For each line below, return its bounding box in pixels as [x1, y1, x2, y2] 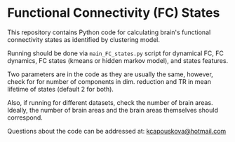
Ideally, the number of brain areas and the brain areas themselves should [7, 106, 219, 114]
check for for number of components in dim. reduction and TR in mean [7, 77, 212, 85]
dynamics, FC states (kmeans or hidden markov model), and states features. [7, 56, 229, 64]
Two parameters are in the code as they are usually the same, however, [7, 70, 214, 78]
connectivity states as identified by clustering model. [7, 35, 160, 43]
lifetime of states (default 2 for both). [7, 85, 114, 93]
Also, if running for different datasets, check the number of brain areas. [7, 98, 213, 106]
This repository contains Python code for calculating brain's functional [7, 28, 211, 36]
